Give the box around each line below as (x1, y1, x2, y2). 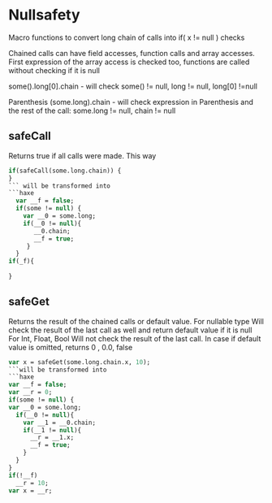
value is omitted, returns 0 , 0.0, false (8, 342, 133, 352)
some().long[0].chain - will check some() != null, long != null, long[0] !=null (8, 81, 258, 91)
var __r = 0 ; (8, 388, 53, 397)
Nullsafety (8, 6, 80, 24)
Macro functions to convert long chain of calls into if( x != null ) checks (8, 33, 245, 42)
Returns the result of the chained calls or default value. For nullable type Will (8, 316, 264, 326)
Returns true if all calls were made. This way (8, 150, 157, 160)
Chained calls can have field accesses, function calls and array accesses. (8, 48, 256, 58)
